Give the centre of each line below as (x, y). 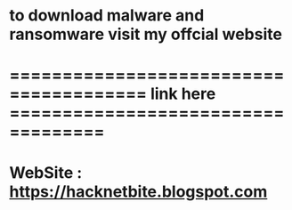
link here (183, 94)
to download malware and (107, 16)
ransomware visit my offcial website (146, 34)
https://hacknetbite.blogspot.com (138, 191)
